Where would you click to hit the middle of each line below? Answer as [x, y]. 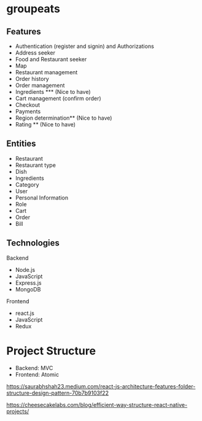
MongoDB [28, 289]
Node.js [25, 269]
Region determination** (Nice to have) [64, 118]
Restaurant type [36, 165]
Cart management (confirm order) [58, 98]
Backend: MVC [34, 368]
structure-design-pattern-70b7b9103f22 [58, 393]
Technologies [33, 243]
